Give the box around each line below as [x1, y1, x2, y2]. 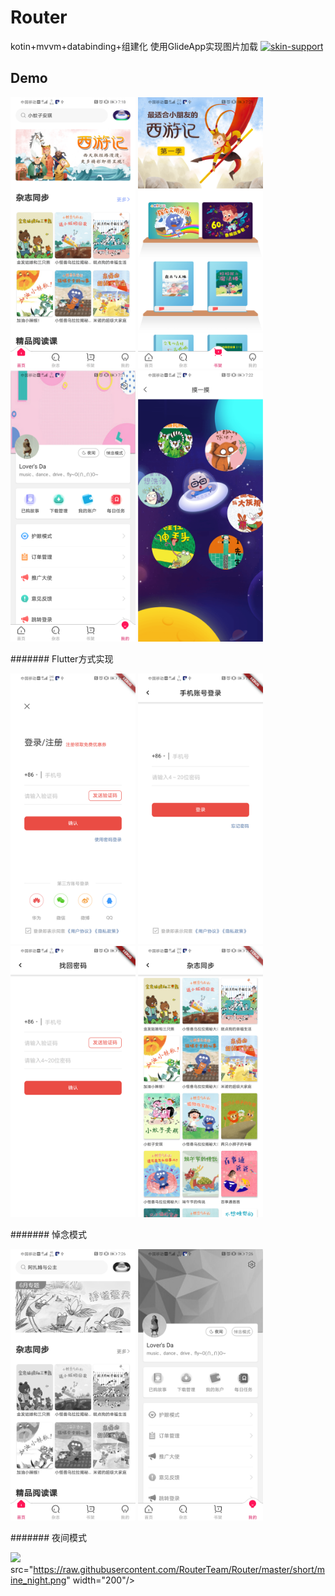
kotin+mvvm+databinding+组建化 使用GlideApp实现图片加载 [10, 40, 259, 52]
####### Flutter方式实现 [10, 652, 114, 665]
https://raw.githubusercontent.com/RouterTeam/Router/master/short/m [33, 1564, 326, 1576]
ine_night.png [10, 1574, 67, 1586]
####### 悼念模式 [10, 1229, 88, 1241]
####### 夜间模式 [10, 1532, 88, 1544]
